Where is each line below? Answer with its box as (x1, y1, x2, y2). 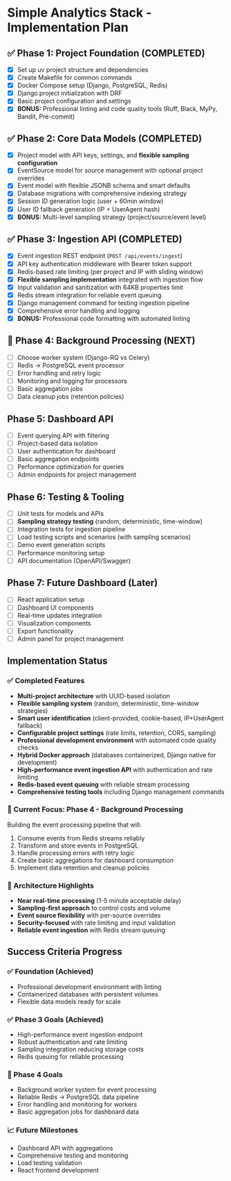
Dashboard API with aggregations (17, 1144, 113, 1152)
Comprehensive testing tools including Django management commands (17, 787, 225, 795)
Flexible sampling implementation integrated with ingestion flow (17, 275, 203, 284)
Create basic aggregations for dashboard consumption (17, 856, 174, 864)
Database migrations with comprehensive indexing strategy (17, 189, 187, 198)
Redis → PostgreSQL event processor (17, 361, 124, 369)
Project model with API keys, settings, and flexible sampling (17, 151, 190, 160)
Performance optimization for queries (17, 463, 124, 471)
